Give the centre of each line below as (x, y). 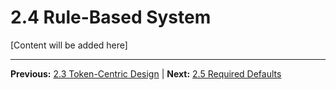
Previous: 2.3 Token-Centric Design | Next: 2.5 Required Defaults (146, 73)
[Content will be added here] (69, 45)
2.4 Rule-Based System (111, 17)
